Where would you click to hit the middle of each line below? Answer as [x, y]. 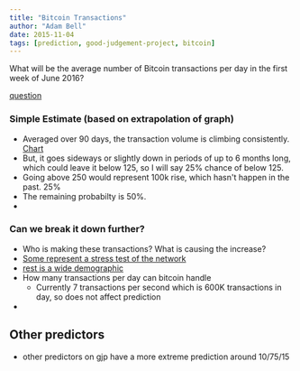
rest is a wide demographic [73, 268]
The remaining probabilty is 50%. [84, 196]
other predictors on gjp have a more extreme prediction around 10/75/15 [156, 357]
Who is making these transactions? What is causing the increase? [144, 248]
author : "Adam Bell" [48, 26]
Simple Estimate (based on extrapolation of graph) [122, 119]
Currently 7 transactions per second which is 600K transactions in [159, 287]
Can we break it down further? [77, 229]
